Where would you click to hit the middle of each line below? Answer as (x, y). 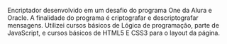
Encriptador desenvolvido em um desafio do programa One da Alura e (110, 10)
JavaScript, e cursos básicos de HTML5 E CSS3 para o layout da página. (113, 33)
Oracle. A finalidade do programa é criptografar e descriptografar (103, 18)
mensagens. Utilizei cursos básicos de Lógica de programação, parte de (113, 25)
